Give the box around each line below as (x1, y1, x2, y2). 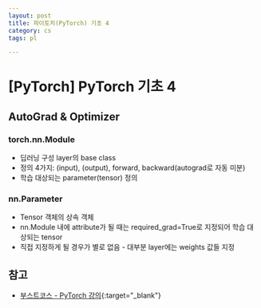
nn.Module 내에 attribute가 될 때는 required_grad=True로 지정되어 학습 (19, 223, 246, 232)
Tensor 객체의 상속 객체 (19, 212, 94, 222)
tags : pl (8, 34, 38, 42)
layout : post (8, 11, 52, 20)
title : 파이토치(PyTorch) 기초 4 (8, 19, 109, 27)
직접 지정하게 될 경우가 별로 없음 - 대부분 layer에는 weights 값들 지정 (19, 243, 235, 252)
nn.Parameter (8, 193, 63, 204)
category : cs (8, 26, 52, 34)
